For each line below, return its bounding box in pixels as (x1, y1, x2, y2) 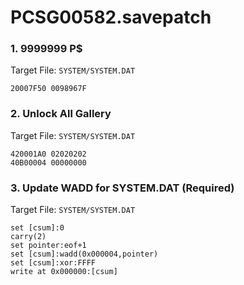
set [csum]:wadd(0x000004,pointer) (10, 249, 159, 260)
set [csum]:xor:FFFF (10, 258, 97, 268)
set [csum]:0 (10, 223, 65, 233)
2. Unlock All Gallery (10, 107, 112, 121)
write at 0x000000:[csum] (10, 267, 118, 277)
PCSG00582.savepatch (10, 6, 212, 29)
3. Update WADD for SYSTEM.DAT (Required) (10, 181, 235, 195)
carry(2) (10, 232, 47, 242)
